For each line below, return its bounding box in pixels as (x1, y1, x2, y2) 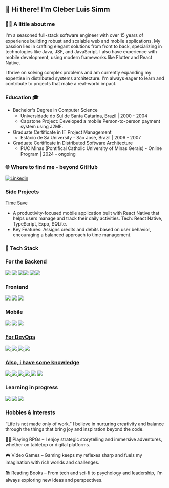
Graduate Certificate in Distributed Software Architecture (12, 140, 133, 146)
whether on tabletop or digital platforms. (5, 441, 91, 447)
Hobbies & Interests (5, 409, 55, 416)
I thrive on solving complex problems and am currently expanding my (5, 69, 152, 76)
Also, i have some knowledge (5, 359, 80, 366)
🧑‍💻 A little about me (5, 21, 55, 28)
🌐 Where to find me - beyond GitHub (5, 163, 98, 171)
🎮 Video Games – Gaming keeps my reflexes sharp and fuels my (5, 452, 142, 458)
